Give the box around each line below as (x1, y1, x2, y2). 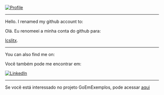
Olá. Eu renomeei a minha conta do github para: (5, 28, 101, 34)
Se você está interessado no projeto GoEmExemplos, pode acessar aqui (5, 84, 150, 90)
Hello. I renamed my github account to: (5, 19, 83, 24)
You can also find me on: (5, 52, 55, 57)
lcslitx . (5, 38, 18, 43)
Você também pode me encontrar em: (5, 61, 82, 67)
